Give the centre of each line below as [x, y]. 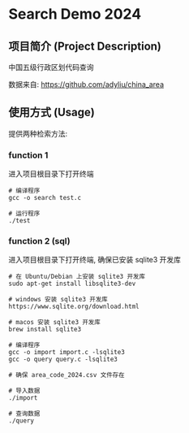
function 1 [28, 155]
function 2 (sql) [39, 241]
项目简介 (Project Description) [85, 46]
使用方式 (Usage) [52, 113]
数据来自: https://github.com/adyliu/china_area [86, 84]
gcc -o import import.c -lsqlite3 [67, 353]
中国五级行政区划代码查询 [51, 67]
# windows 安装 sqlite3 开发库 [58, 300]
